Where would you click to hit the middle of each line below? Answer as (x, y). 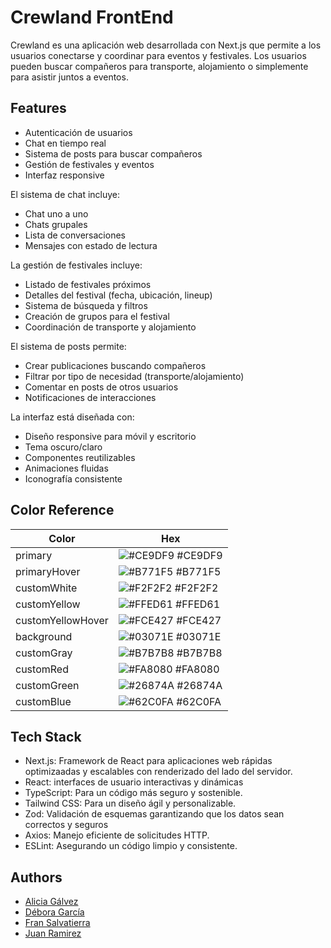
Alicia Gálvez (51, 902)
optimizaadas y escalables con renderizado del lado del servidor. (158, 772)
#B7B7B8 (199, 653)
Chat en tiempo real (65, 143)
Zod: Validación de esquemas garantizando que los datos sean (154, 814)
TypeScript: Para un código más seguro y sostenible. (133, 793)
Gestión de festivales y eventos (89, 164)
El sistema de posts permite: (68, 346)
